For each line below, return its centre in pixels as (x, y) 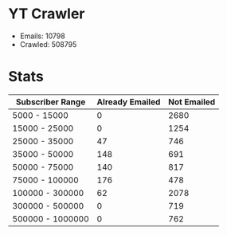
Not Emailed (192, 102)
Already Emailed (129, 102)
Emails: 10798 (42, 36)
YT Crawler (47, 14)
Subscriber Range (51, 102)
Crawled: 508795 (48, 44)
